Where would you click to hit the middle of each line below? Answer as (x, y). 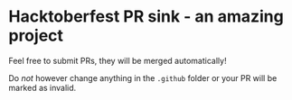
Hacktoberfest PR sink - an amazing (146, 17)
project (36, 36)
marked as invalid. (42, 87)
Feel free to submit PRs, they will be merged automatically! (118, 60)
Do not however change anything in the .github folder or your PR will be (143, 77)
